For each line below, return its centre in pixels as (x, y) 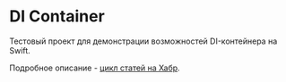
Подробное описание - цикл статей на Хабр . (95, 68)
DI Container (57, 16)
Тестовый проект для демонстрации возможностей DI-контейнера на (143, 41)
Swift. (20, 50)
